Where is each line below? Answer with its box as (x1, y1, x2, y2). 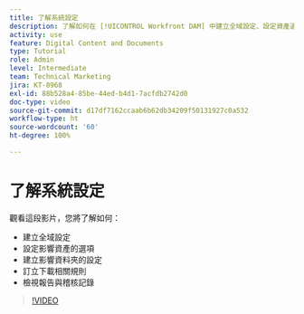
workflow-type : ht (9, 114, 79, 123)
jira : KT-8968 (9, 81, 63, 90)
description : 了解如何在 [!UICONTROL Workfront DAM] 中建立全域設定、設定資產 (9, 22, 290, 31)
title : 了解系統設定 (9, 13, 79, 23)
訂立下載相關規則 (22, 265, 87, 276)
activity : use (9, 30, 63, 39)
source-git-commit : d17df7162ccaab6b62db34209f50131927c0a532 (9, 106, 249, 115)
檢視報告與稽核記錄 (22, 277, 95, 288)
